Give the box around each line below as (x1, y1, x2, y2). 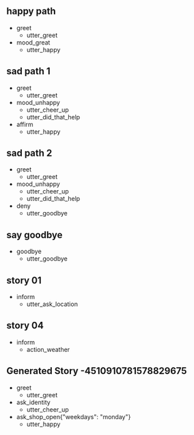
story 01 (6, 274, 42, 286)
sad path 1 (6, 65, 51, 78)
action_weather (26, 345, 70, 353)
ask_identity (16, 398, 51, 406)
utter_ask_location (26, 300, 78, 308)
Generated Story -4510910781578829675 (6, 365, 187, 377)
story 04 (6, 320, 44, 331)
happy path (6, 5, 56, 17)
